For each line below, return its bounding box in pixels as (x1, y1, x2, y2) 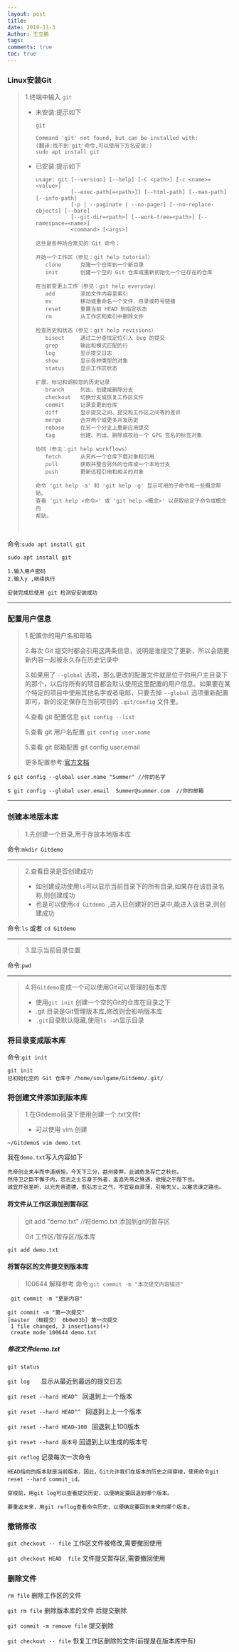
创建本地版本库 (7, 812, 59, 822)
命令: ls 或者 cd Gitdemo (7, 924, 76, 932)
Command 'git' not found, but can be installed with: (35, 135, 198, 142)
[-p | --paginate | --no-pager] (70, 201, 167, 208)
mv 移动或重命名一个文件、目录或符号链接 (45, 298, 176, 306)
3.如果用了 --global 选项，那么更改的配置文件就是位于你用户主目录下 (24, 670, 228, 679)
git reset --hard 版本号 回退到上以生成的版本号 (7, 1437, 148, 1446)
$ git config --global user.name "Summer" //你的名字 (7, 774, 166, 781)
